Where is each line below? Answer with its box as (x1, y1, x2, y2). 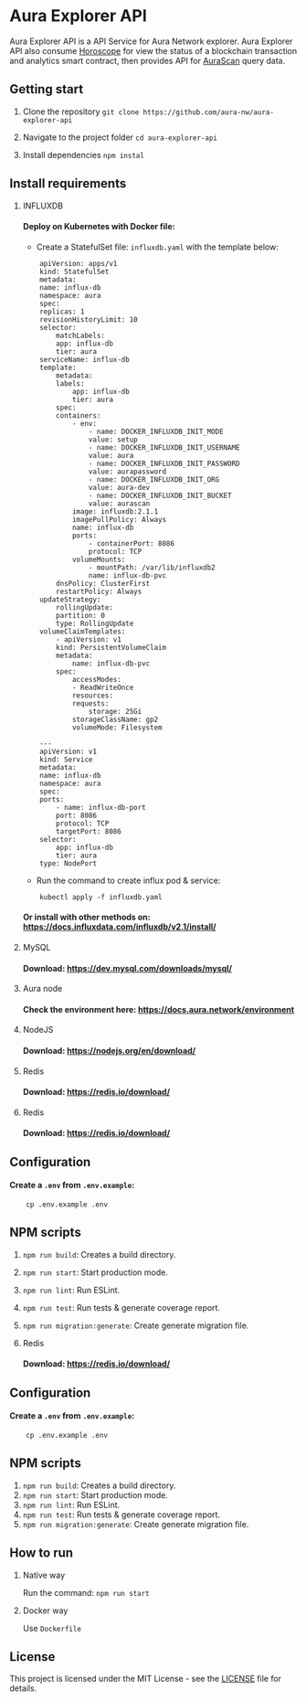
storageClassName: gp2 (71, 715, 159, 724)
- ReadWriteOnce (71, 683, 134, 692)
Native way (22, 1569, 66, 1580)
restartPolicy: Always (56, 587, 142, 596)
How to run (9, 1546, 74, 1561)
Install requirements (9, 175, 127, 192)
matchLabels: (56, 331, 105, 340)
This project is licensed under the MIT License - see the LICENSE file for (9, 1674, 281, 1685)
